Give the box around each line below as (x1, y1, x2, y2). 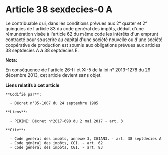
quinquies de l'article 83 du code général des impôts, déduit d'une (5, 25, 144, 31)
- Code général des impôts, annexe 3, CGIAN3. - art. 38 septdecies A (10, 136, 162, 141)
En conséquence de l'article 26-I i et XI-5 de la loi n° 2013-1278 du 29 (5, 67, 151, 73)
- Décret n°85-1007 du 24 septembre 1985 (10, 100, 99, 106)
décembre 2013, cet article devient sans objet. (5, 72, 102, 78)
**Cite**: (5, 127, 26, 132)
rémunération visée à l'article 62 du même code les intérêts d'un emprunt (5, 31, 158, 37)
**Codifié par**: (5, 92, 42, 97)
